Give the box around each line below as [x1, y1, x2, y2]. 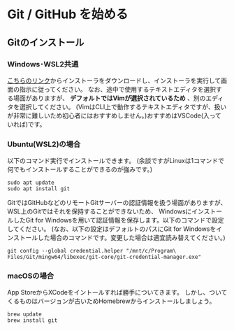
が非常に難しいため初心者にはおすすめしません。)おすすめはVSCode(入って [7, 111, 222, 120]
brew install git [7, 317, 58, 324]
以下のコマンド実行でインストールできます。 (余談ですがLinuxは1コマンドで [7, 157, 225, 165]
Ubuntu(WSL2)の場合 [7, 139, 81, 149]
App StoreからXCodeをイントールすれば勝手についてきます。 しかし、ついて [7, 288, 228, 297]
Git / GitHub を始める [7, 6, 129, 22]
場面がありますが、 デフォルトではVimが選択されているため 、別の [13, 94, 206, 102]
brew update [7, 311, 42, 318]
